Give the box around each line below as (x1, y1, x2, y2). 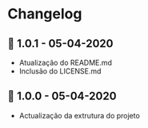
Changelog (7, 5, 82, 23)
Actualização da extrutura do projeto (18, 110, 141, 120)
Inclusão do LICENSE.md (18, 66, 102, 76)
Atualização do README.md (18, 58, 113, 67)
